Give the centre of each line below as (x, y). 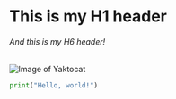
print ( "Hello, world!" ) (54, 86)
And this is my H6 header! (57, 41)
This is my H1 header (88, 16)
